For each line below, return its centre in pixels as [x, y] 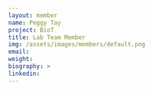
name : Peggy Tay [35, 23]
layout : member [33, 15]
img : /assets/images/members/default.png [77, 45]
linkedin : [24, 74]
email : [19, 52]
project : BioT [31, 30]
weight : [21, 59]
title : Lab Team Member [47, 37]
